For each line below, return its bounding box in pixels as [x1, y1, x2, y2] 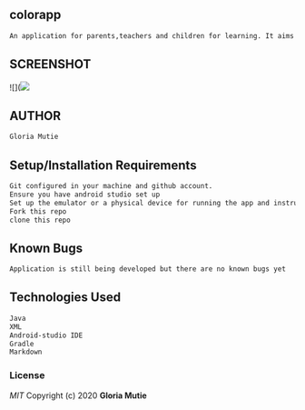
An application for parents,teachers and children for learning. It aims [9, 31, 295, 40]
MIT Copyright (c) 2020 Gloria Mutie [9, 390, 147, 401]
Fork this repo [9, 206, 67, 216]
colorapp [9, 7, 62, 23]
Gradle [9, 339, 34, 348]
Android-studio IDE [9, 331, 84, 340]
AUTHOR [9, 108, 62, 124]
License [9, 369, 45, 382]
